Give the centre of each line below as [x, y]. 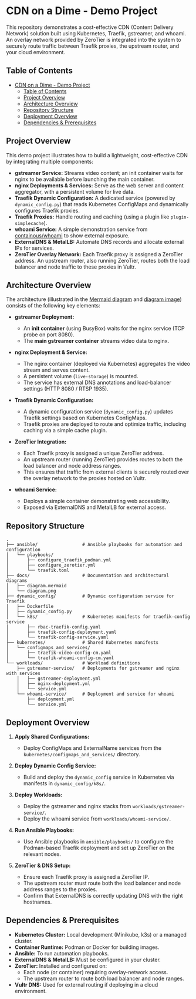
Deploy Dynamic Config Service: [55, 766]
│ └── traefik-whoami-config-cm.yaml [60, 658]
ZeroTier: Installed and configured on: [61, 966]
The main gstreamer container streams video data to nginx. [96, 341]
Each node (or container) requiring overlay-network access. [96, 972]
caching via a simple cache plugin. [65, 431]
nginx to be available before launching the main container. [85, 179]
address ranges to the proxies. [60, 889]
